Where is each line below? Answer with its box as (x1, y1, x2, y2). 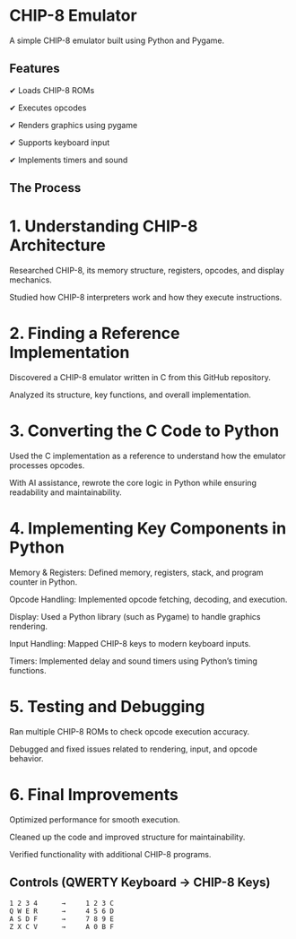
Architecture (9, 235, 106, 256)
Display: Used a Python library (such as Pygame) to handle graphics (9, 611, 261, 622)
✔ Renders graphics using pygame (9, 119, 138, 130)
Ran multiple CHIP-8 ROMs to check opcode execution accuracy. (9, 726, 249, 736)
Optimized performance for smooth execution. (9, 813, 181, 825)
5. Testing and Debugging (9, 697, 205, 717)
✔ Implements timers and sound (9, 154, 128, 165)
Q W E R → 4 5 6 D (9, 907, 115, 916)
